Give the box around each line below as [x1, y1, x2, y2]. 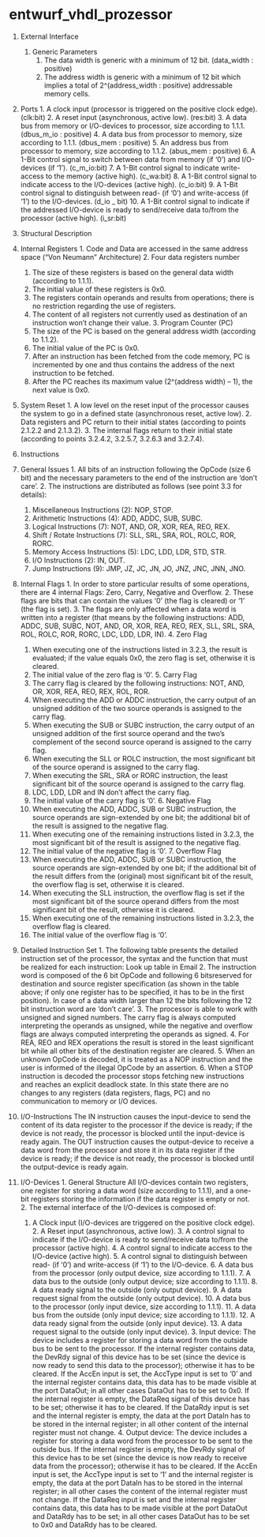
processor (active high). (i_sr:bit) [20, 213, 127, 223]
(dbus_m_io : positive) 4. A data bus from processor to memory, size [20, 129, 243, 139]
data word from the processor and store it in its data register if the [20, 1145, 235, 1155]
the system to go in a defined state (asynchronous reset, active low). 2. [20, 408, 252, 418]
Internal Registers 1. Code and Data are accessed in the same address [20, 243, 248, 254]
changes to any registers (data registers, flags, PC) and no [20, 1088, 211, 1097]
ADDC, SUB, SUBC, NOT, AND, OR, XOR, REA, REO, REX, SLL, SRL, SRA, [20, 621, 256, 630]
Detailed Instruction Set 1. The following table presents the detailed [20, 945, 239, 955]
